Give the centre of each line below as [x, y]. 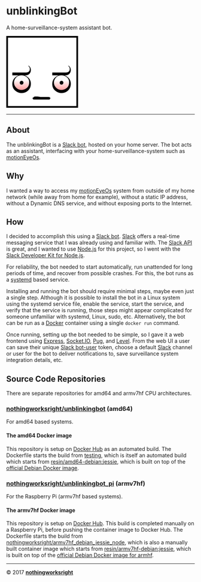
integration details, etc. [34, 360]
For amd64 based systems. [40, 422]
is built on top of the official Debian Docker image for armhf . [80, 555]
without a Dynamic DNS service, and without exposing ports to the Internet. [99, 203]
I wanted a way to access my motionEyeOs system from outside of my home [100, 190]
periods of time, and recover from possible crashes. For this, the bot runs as [100, 273]
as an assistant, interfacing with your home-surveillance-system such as [96, 151]
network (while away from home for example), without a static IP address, [97, 197]
